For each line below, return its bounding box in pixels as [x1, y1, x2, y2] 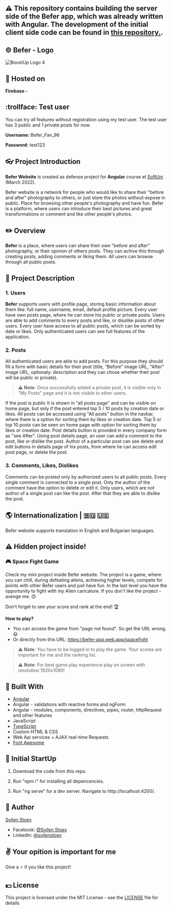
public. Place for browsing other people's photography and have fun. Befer [5, 200, 164, 206]
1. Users [5, 289, 26, 296]
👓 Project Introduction [5, 157, 81, 166]
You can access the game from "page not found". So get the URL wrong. [12, 626, 167, 632]
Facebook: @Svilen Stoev [12, 826, 67, 832]
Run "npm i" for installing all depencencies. [12, 778, 104, 784]
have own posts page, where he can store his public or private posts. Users [5, 312, 165, 318]
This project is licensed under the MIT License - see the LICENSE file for [5, 895, 158, 901]
